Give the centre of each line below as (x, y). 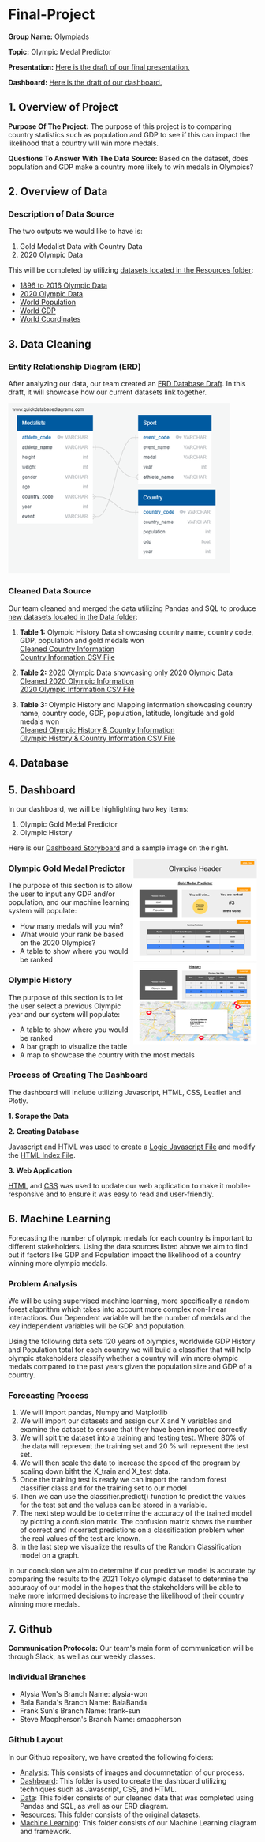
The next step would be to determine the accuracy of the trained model (136, 1513)
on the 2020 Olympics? (58, 943)
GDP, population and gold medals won (82, 640)
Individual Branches (47, 1677)
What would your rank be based (71, 935)
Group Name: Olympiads (49, 36)
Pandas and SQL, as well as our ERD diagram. (94, 1806)
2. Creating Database (44, 1131)
